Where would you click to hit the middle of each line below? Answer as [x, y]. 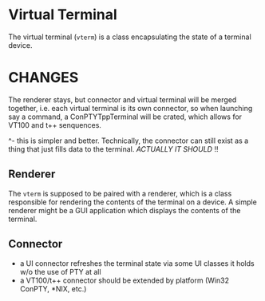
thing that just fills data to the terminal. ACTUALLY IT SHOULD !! [113, 149]
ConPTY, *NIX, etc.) [53, 288]
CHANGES [44, 78]
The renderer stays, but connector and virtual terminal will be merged [123, 99]
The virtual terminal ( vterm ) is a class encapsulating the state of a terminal [130, 37]
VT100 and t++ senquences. [55, 125]
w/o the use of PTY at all [60, 271]
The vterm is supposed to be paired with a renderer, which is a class [120, 193]
